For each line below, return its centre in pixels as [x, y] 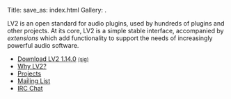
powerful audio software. [43, 45]
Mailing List [34, 81]
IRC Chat [30, 88]
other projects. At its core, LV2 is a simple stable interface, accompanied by [115, 31]
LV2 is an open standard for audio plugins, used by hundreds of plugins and [116, 23]
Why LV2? [32, 66]
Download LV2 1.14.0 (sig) [53, 59]
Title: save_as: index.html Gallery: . [57, 10]
